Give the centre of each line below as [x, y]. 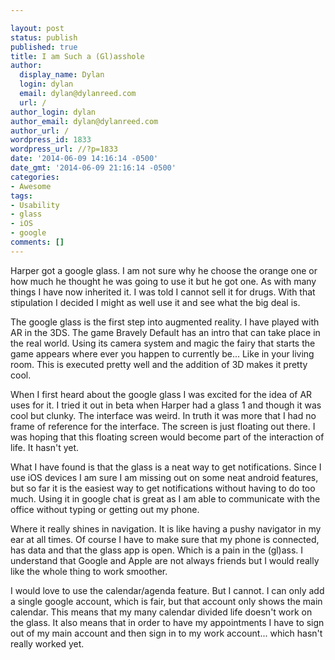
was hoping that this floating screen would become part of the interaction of [167, 437]
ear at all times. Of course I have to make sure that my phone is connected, [165, 539]
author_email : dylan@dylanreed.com [84, 121]
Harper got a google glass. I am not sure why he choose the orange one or [164, 270]
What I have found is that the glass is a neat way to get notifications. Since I [166, 467]
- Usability [35, 205]
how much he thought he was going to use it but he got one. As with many [163, 281]
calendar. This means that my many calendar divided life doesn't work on [161, 612]
